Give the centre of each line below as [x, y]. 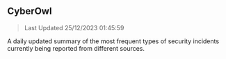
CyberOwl [30, 11]
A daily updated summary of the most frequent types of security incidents [113, 41]
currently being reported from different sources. [76, 48]
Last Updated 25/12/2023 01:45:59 [74, 27]
